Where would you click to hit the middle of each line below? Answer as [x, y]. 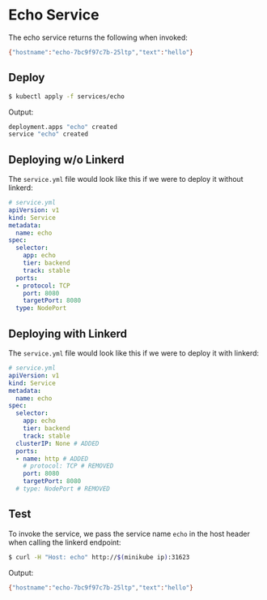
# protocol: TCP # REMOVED [68, 466]
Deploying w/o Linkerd [66, 160]
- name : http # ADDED [52, 459]
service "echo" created [49, 134]
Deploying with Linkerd [68, 333]
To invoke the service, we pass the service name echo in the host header [129, 533]
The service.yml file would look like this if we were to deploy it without [126, 179]
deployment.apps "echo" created [63, 127]
